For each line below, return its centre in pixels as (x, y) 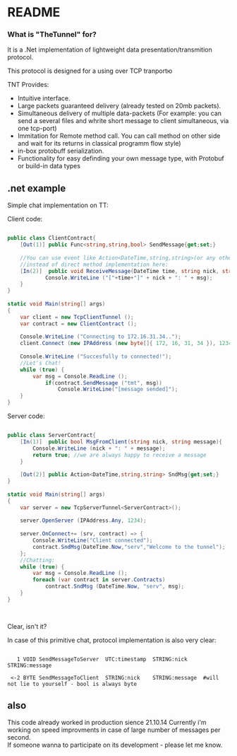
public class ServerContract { (52, 436)
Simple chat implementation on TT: (58, 205)
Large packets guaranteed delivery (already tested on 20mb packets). (119, 106)
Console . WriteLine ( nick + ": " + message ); (99, 448)
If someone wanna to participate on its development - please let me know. (115, 745)
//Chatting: (37, 560)
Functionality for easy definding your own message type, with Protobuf (121, 158)
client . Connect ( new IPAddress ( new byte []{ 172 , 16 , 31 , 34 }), (118, 344)
